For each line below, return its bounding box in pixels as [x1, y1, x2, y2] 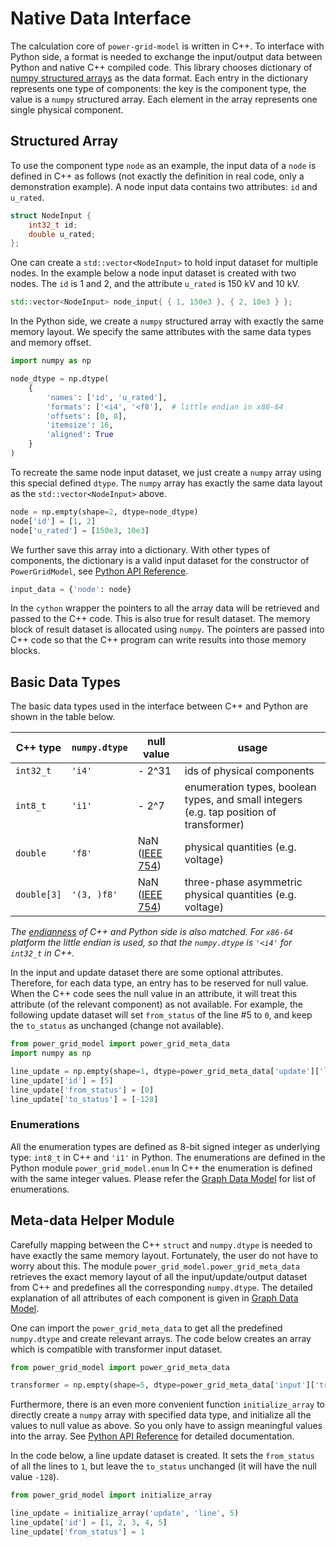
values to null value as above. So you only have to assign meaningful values [10, 1420, 323, 1432]
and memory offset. [10, 337, 92, 349]
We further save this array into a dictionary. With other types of [10, 543, 271, 556]
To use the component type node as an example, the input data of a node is [10, 159, 317, 171]
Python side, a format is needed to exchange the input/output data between [10, 50, 323, 62]
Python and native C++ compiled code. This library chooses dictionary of [10, 61, 313, 73]
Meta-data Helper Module [10, 1212, 175, 1229]
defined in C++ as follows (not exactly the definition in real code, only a [10, 170, 305, 182]
